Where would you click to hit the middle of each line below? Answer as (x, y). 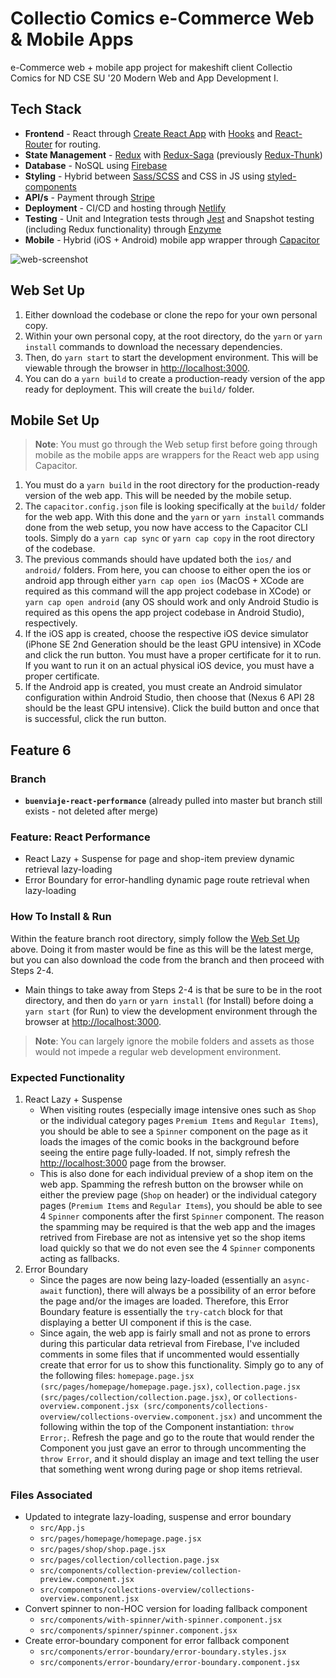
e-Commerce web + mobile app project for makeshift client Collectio (151, 67)
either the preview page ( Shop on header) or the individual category (178, 1194)
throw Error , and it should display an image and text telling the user (179, 1458)
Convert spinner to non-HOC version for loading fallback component (166, 1609)
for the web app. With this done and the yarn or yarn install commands (174, 517)
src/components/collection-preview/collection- (140, 1571)
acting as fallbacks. (79, 1258)
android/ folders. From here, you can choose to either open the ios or (168, 570)
